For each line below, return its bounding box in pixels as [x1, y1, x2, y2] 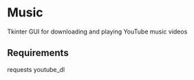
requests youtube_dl [7, 65, 65, 73]
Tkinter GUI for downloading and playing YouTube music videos [7, 27, 188, 36]
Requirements [7, 47, 69, 59]
